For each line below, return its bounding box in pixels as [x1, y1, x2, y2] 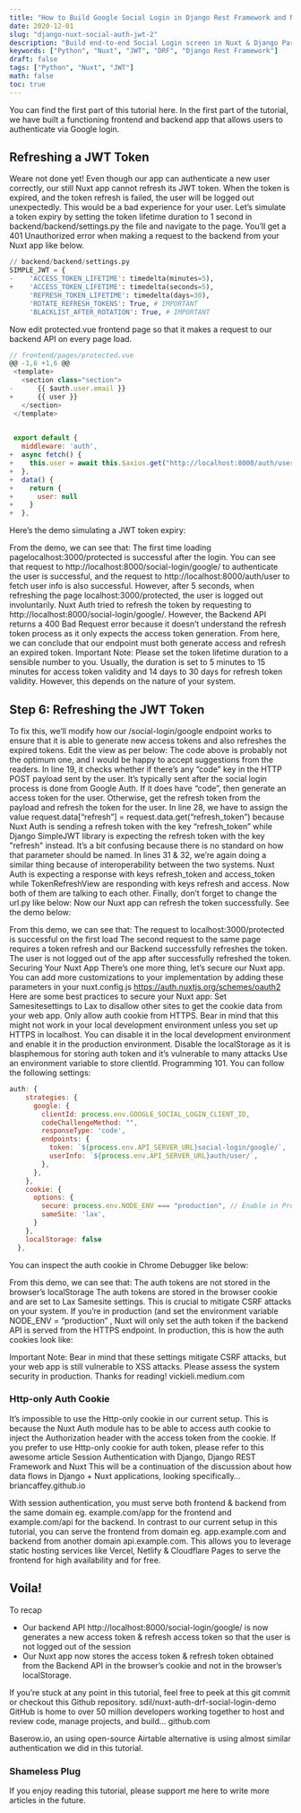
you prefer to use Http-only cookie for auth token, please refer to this [9, 1441, 264, 1452]
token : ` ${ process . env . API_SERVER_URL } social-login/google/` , [48, 1143, 287, 1152]
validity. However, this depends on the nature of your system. [9, 676, 236, 687]
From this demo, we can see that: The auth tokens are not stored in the [9, 1276, 271, 1288]
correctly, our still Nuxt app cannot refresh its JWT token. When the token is [9, 183, 290, 194]
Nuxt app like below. [9, 240, 85, 251]
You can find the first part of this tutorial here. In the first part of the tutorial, [9, 104, 288, 115]
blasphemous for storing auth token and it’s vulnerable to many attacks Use [9, 1048, 288, 1059]
